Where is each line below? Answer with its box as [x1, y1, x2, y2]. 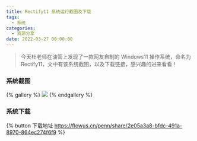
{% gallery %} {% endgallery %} [6, 91, 93, 98]
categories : [6, 25, 36, 31]
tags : [6, 14, 20, 20]
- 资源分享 [11, 31, 35, 37]
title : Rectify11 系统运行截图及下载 [6, 8, 91, 15]
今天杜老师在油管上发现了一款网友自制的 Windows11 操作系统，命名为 [20, 53, 192, 60]
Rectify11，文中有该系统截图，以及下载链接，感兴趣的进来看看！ [20, 60, 178, 68]
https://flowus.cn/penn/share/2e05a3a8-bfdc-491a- [54, 122, 183, 129]
